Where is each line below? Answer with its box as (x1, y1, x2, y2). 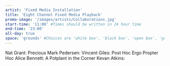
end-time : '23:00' (5, 26, 44, 31)
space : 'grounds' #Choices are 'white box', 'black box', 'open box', (5, 36, 157, 41)
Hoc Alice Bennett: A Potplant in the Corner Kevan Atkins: (5, 55, 125, 61)
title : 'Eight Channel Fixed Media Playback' (5, 12, 103, 17)
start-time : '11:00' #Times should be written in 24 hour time (5, 21, 142, 27)
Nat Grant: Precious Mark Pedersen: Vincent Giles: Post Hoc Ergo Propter (5, 49, 158, 56)
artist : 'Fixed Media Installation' (5, 7, 82, 13)
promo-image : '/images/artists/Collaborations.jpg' (5, 17, 116, 22)
